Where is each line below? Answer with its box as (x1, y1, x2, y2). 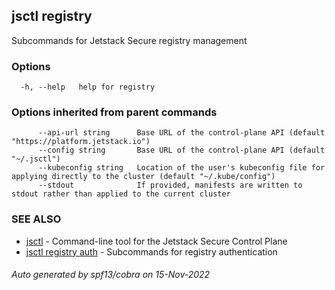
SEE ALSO (11, 212, 62, 226)
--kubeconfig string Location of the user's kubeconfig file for (37, 163, 326, 173)
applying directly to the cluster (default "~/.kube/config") (11, 172, 276, 182)
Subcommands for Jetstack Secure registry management (11, 34, 248, 46)
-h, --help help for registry (20, 82, 156, 93)
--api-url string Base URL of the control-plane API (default (37, 128, 326, 138)
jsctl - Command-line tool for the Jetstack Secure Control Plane (25, 235, 288, 247)
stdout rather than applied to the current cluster (11, 189, 231, 199)
